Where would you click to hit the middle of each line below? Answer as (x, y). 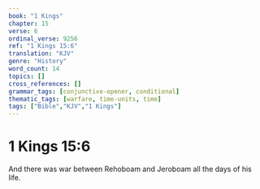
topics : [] (27, 76)
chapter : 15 (28, 24)
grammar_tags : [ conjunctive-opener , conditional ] (94, 91)
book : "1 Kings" (36, 16)
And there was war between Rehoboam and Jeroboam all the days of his (130, 169)
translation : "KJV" (41, 54)
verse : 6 (23, 31)
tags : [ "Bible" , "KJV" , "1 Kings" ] (65, 106)
